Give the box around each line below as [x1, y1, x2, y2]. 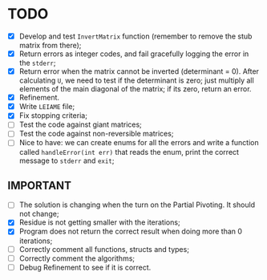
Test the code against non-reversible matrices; [18, 129, 174, 139]
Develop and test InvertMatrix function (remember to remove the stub [18, 31, 253, 41]
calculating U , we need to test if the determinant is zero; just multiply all [18, 75, 254, 85]
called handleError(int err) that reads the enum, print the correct [18, 147, 240, 156]
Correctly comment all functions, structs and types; [18, 244, 190, 254]
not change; [18, 209, 59, 219]
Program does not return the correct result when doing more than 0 [18, 226, 242, 237]
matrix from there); [18, 41, 82, 50]
